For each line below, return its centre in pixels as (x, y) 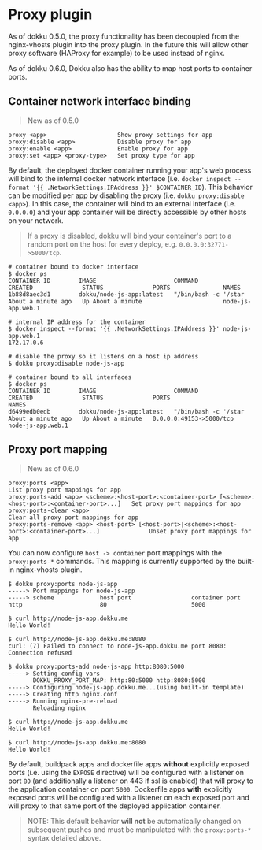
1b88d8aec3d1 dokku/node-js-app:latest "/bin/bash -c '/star (126, 294)
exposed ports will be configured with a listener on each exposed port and (129, 797)
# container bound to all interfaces (70, 377)
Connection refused (40, 653)
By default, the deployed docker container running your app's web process (130, 170)
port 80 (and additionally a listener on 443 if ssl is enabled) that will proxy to (131, 781)
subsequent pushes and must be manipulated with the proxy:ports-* (139, 830)
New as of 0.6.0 (53, 468)
